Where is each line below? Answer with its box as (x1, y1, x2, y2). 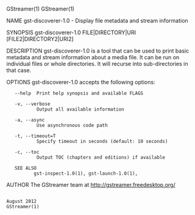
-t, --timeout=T (14, 133, 56, 139)
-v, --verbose (14, 101, 51, 107)
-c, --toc (14, 149, 40, 155)
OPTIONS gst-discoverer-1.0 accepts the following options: (6, 79, 156, 86)
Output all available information (36, 106, 124, 112)
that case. (6, 67, 32, 74)
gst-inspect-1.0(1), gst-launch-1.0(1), (33, 170, 138, 177)
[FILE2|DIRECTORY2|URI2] (6, 35, 74, 42)
